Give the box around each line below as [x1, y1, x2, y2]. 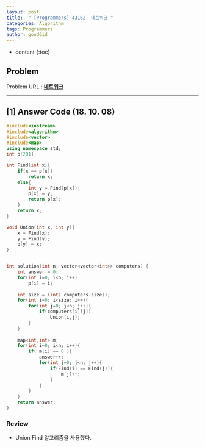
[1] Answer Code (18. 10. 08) [6, 107, 115, 117]
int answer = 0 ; [17, 269, 59, 275]
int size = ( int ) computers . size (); [17, 291, 111, 298]
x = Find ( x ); [17, 230, 51, 236]
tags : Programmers [6, 26, 53, 32]
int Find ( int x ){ [6, 162, 51, 168]
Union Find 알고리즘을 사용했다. [15, 434, 92, 442]
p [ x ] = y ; [28, 190, 53, 197]
